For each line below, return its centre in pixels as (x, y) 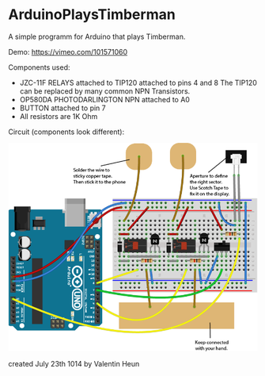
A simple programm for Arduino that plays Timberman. (97, 36)
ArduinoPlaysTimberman (92, 15)
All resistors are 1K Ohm (59, 116)
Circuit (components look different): (66, 132)
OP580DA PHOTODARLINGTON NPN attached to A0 (104, 99)
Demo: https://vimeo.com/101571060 (68, 52)
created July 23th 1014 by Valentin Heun (74, 363)
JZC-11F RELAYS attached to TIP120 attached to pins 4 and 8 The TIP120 (138, 82)
